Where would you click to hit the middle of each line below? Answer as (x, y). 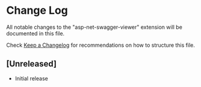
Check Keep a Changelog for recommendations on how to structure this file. (101, 45)
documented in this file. (36, 33)
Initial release (31, 78)
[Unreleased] (32, 64)
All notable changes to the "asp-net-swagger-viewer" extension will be (94, 27)
